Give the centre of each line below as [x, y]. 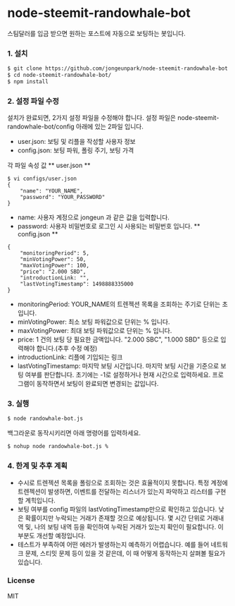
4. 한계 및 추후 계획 [38, 466]
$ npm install [28, 81]
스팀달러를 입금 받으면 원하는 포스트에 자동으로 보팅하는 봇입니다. [97, 33]
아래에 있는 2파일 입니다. [110, 127]
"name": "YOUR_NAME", [51, 191]
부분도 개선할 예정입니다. [51, 535]
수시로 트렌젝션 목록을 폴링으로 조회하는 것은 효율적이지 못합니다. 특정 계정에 [123, 483]
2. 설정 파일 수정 [33, 101]
